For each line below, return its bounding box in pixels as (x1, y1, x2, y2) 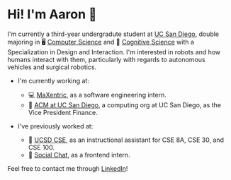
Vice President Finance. (28, 108, 98, 116)
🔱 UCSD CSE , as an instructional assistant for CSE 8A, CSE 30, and (28, 136, 225, 144)
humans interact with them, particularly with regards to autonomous (7, 55, 205, 64)
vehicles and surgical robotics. (7, 63, 97, 71)
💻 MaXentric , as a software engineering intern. (28, 90, 167, 99)
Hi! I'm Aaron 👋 (7, 6, 97, 23)
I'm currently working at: (17, 76, 90, 85)
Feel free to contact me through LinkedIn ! (7, 164, 128, 172)
